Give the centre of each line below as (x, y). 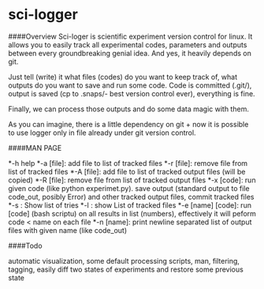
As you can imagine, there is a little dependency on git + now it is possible (128, 124)
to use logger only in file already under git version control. (102, 133)
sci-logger (43, 15)
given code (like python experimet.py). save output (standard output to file (129, 188)
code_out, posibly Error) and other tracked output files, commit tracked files (131, 197)
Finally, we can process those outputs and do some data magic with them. (129, 109)
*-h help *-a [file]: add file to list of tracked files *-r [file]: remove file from (128, 163)
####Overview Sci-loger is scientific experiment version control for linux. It (130, 36)
